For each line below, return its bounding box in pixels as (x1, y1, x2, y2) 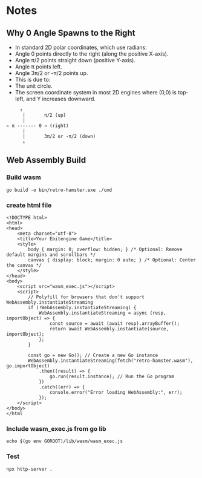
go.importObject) (6, 362, 50, 369)
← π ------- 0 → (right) (6, 123, 69, 129)
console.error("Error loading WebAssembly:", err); (49, 389, 183, 395)
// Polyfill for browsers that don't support (28, 294, 145, 300)
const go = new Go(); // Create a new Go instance (28, 352, 158, 358)
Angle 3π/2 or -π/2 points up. (15, 70, 88, 76)
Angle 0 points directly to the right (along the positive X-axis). (15, 50, 169, 57)
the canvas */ (6, 262, 42, 268)
